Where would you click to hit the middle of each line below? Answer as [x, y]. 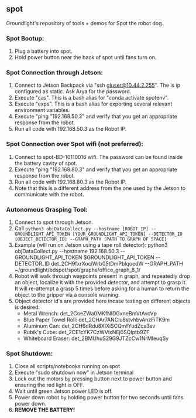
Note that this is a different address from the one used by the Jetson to [100, 188]
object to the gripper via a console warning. [67, 295]
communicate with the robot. [49, 194]
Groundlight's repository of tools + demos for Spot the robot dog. [85, 23]
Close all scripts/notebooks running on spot [67, 366]
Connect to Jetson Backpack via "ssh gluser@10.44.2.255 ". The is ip [97, 85]
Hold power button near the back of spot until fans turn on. [85, 57]
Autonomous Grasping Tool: [47, 209]
